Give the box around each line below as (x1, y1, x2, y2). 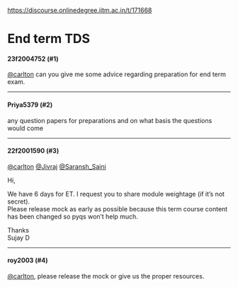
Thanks (7, 225, 30, 234)
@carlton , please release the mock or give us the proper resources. (7, 272, 205, 280)
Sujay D (7, 233, 30, 242)
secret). (7, 197, 30, 206)
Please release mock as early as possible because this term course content (7, 204, 228, 213)
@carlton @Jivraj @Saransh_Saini (7, 162, 106, 170)
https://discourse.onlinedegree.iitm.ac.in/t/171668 (7, 6, 152, 14)
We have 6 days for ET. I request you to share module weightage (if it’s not (7, 189, 225, 198)
